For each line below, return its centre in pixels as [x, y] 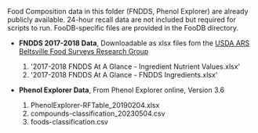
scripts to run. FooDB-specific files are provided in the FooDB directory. [123, 28]
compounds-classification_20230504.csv [98, 113]
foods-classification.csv [69, 122]
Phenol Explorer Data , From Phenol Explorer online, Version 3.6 [122, 90]
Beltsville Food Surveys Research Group [84, 51]
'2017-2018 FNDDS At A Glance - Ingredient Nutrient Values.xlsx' [135, 66]
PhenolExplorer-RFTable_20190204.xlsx [95, 105]
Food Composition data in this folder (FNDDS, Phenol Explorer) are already [128, 11]
